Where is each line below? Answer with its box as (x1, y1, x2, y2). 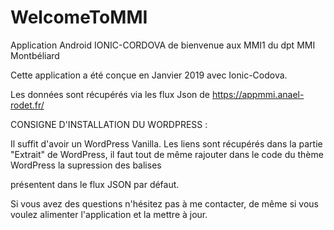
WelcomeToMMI (10, 6, 148, 29)
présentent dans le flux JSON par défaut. (10, 178, 180, 190)
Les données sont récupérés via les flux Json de (10, 88, 210, 100)
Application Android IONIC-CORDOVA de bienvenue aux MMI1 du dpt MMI (10, 39, 316, 51)
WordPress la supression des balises (10, 159, 162, 171)
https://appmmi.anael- (211, 88, 305, 100)
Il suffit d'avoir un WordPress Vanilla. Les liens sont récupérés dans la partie (10, 137, 323, 150)
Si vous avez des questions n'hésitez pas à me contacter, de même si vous (10, 197, 320, 210)
